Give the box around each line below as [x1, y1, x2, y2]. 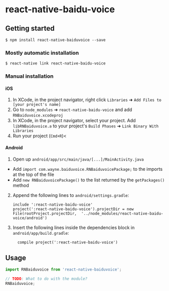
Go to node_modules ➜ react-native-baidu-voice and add [12, 106, 132, 113]
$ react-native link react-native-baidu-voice [5, 61, 106, 66]
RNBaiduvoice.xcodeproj [12, 113, 64, 118]
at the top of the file [12, 171, 54, 177]
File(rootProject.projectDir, [12, 211, 77, 216]
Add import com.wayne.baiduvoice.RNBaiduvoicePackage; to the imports [12, 166, 163, 172]
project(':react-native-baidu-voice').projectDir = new [12, 206, 134, 212]
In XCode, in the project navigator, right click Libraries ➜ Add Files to [12, 97, 162, 103]
